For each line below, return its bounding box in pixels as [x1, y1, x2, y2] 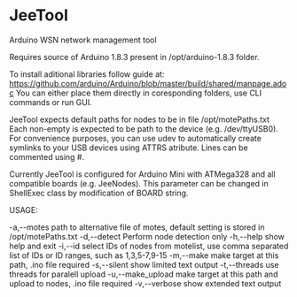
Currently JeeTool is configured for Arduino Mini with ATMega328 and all [9, 169, 277, 179]
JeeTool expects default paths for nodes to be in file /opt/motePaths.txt [9, 114, 270, 125]
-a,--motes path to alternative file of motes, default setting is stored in [9, 222, 265, 232]
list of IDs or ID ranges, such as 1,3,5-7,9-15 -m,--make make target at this [9, 249, 279, 261]
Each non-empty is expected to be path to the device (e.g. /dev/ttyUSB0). [9, 123, 279, 133]
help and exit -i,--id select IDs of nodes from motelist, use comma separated [9, 240, 289, 251]
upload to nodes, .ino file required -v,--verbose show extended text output [9, 278, 282, 288]
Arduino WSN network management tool [9, 34, 157, 45]
